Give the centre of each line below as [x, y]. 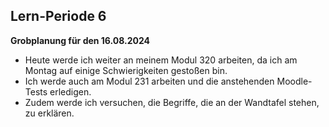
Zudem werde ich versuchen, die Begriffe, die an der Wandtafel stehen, [172, 102]
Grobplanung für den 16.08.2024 [80, 40]
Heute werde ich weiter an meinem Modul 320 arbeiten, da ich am [161, 60]
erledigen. [70, 91]
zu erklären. [49, 113]
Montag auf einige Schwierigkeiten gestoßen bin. [126, 70]
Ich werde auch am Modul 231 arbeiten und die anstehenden [149, 81]
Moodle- [294, 81]
